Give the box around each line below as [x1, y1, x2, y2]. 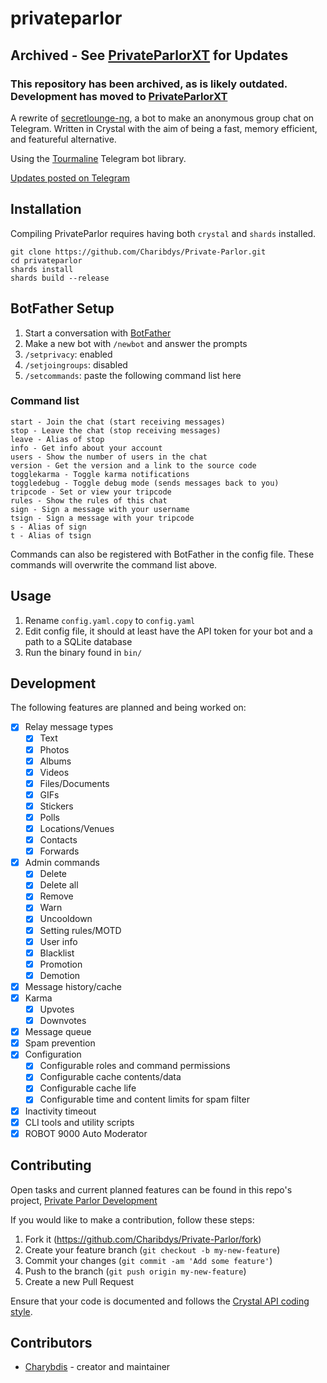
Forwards [39, 845, 80, 857]
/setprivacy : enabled [24, 348, 113, 360]
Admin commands [24, 857, 100, 869]
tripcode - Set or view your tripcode [10, 487, 172, 497]
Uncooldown [39, 913, 93, 925]
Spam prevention [24, 1037, 96, 1049]
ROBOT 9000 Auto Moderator [24, 1127, 148, 1139]
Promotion [39, 958, 83, 970]
